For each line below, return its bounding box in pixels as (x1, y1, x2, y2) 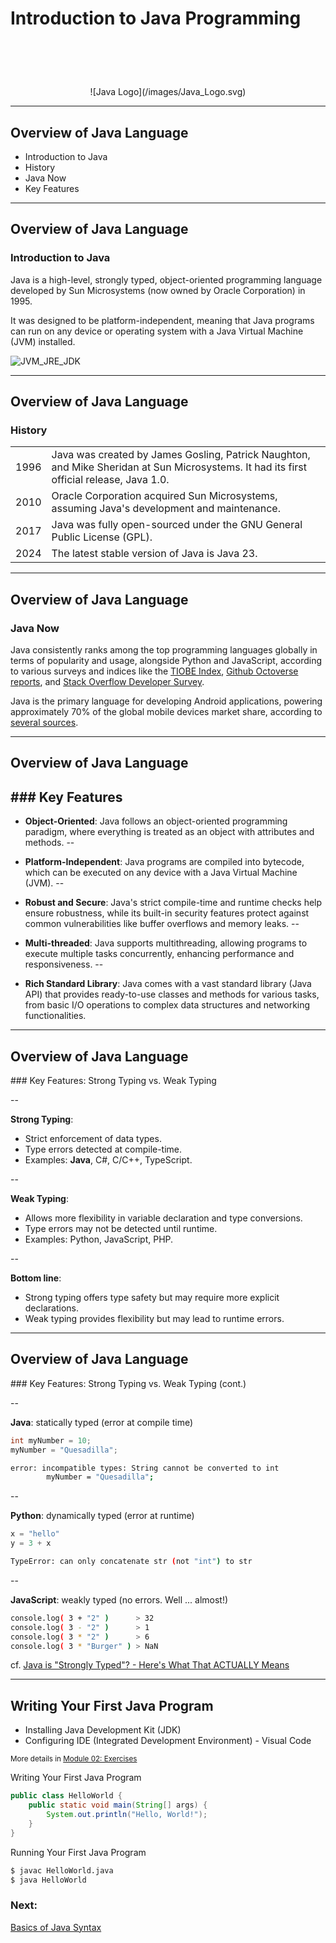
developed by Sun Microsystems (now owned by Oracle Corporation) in (10, 284, 306, 296)
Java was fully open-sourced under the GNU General (51, 518, 303, 532)
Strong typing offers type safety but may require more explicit (24, 1292, 280, 1304)
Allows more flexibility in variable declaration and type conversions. (24, 1212, 303, 1224)
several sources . (10, 717, 79, 728)
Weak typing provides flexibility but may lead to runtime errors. (24, 1313, 285, 1325)
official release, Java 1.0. (51, 473, 170, 487)
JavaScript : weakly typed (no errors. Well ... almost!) (10, 1593, 229, 1606)
